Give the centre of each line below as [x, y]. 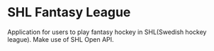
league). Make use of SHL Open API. [61, 39]
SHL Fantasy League [69, 12]
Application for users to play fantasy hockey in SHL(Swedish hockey [107, 32]
